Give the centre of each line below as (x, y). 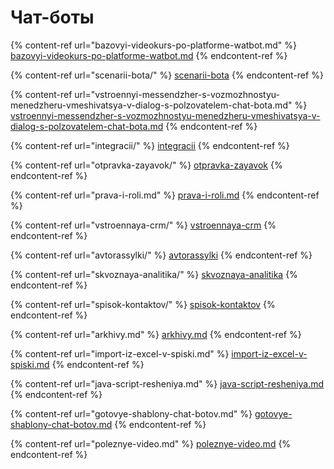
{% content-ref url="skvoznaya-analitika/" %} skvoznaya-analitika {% (154, 274)
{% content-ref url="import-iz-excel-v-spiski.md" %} (120, 353)
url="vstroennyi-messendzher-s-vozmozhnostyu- (177, 94)
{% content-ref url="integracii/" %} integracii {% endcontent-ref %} (150, 145)
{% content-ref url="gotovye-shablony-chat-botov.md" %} (131, 413)
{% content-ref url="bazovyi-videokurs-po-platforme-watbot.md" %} (153, 45)
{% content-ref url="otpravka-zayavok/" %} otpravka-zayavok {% (146, 165)
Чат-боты (52, 17)
